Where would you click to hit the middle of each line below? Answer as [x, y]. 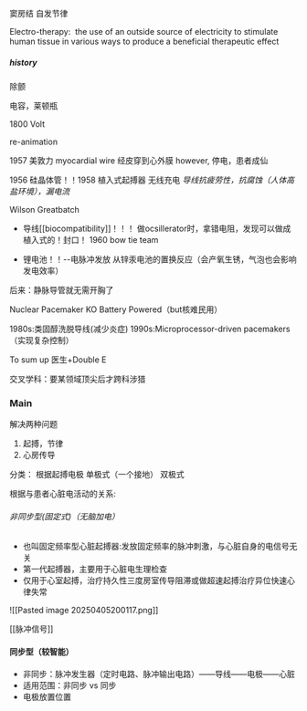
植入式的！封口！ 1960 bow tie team [90, 239]
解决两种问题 [33, 424]
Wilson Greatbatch [45, 209]
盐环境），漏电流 [40, 191]
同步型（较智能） [42, 652]
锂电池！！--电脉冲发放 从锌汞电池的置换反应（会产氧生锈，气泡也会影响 [159, 259]
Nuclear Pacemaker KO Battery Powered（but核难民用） [116, 309]
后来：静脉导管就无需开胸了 [62, 289]
